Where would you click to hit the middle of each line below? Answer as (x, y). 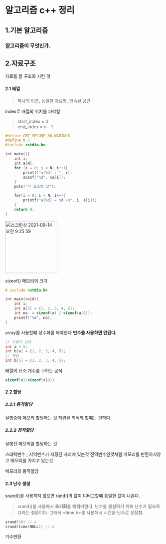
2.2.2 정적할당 (19, 430)
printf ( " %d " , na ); (33, 317)
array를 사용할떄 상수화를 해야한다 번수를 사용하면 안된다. (61, 332)
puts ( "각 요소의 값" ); (35, 187)
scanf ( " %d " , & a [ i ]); (44, 177)
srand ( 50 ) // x (21, 522)
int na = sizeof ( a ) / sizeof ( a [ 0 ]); (53, 313)
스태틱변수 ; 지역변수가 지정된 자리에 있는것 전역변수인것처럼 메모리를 (73, 454)
